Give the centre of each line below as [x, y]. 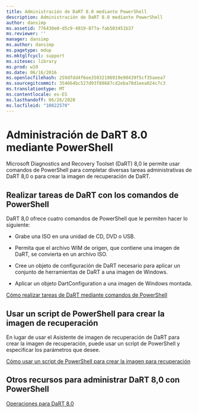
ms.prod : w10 [22, 67]
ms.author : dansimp [30, 45]
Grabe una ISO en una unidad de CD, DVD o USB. [75, 236]
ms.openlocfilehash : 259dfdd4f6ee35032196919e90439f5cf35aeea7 [86, 78]
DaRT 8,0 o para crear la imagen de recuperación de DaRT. [79, 176]
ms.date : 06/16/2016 [32, 72]
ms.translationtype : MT [36, 89]
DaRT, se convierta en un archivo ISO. [61, 254]
